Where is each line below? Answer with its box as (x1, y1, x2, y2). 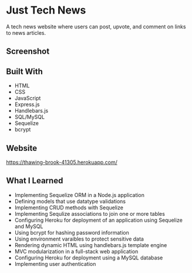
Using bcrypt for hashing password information (14, 229, 129, 236)
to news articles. (6, 29, 46, 36)
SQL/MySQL (14, 113, 45, 121)
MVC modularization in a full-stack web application (14, 248, 139, 255)
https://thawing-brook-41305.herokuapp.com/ (6, 159, 117, 166)
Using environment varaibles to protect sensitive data (14, 235, 144, 242)
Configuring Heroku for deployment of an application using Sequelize (14, 216, 183, 223)
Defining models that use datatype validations (14, 198, 126, 205)
